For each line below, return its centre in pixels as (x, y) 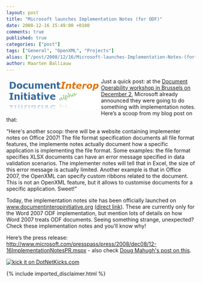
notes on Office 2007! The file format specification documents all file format (100, 138)
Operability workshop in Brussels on (146, 88)
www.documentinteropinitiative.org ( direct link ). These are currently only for (100, 207)
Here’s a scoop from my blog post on (147, 113)
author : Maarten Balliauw (38, 63)
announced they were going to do (143, 100)
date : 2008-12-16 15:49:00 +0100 (48, 25)
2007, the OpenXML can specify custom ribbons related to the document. (97, 176)
